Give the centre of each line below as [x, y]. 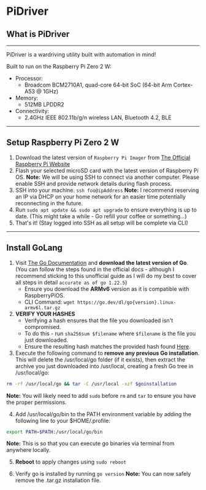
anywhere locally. [29, 450]
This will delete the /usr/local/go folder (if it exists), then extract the [100, 359]
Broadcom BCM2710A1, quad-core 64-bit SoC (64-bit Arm [98, 85]
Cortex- [183, 85]
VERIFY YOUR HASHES [45, 314]
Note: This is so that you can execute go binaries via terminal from [90, 443]
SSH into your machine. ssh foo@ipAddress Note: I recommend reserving [107, 190]
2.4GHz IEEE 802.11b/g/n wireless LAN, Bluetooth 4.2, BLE [98, 117]
